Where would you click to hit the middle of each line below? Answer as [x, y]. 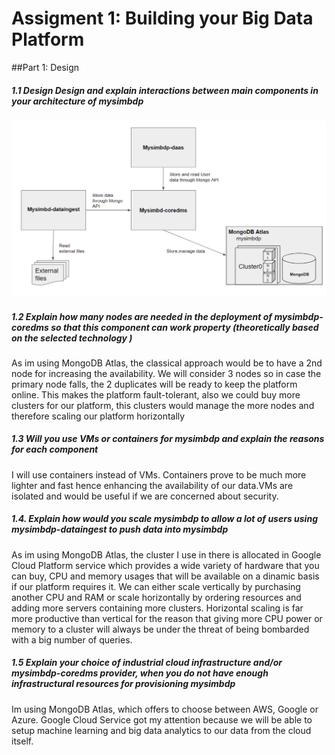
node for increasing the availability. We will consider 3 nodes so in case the [166, 373]
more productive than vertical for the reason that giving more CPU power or [167, 618]
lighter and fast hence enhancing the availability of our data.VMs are [152, 485]
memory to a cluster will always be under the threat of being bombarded [160, 629]
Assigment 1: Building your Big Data [162, 18]
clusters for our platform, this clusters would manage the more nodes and [163, 405]
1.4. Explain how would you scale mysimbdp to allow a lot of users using [164, 519]
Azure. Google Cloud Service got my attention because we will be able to [162, 719]
